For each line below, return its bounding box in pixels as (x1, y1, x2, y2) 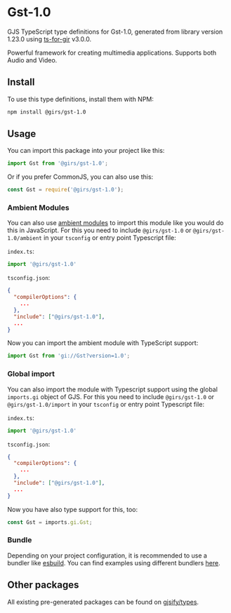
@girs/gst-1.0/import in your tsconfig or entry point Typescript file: (7, 400, 205, 408)
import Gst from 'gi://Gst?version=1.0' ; (7, 352, 131, 360)
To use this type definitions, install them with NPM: (7, 95, 154, 103)
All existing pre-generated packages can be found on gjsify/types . (7, 598, 199, 606)
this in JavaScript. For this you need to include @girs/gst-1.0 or (7, 226, 192, 235)
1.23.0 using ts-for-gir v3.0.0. (7, 34, 92, 43)
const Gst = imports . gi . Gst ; (7, 518, 93, 526)
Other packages (7, 579, 79, 591)
